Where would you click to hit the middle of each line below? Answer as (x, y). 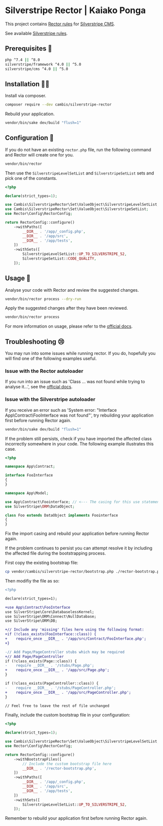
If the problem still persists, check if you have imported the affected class (78, 439)
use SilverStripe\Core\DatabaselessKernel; (50, 612)
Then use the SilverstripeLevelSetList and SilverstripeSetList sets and (80, 173)
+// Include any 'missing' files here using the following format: (75, 630)
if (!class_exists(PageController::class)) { (52, 684)
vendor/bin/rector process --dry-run (43, 299)
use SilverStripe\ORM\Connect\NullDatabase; (51, 616)
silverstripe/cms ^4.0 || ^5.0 (37, 69)
